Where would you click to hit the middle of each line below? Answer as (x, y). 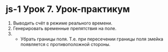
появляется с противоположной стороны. (65, 44)
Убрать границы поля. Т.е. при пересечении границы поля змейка (92, 39)
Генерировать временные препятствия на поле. (65, 28)
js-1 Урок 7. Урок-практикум (68, 9)
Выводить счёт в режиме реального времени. (62, 23)
